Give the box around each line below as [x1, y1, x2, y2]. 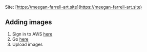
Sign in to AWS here [12, 31, 53, 37]
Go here [12, 36, 29, 42]
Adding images [5, 18, 52, 26]
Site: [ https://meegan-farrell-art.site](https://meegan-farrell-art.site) [5, 4, 142, 10]
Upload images [12, 41, 43, 47]
